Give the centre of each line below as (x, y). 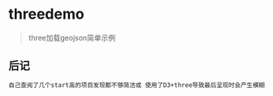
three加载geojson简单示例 (72, 37)
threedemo (46, 14)
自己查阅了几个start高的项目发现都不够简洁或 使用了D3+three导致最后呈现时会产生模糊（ (140, 85)
